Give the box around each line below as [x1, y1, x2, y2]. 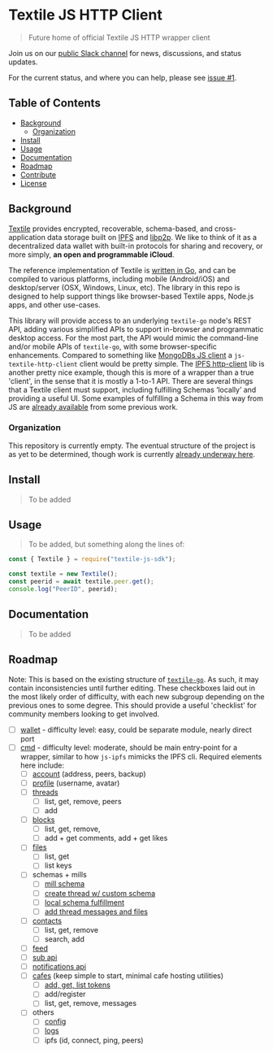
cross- [214, 224, 237, 233]
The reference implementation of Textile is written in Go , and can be [8, 265, 236, 275]
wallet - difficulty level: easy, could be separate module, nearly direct [19, 724, 252, 734]
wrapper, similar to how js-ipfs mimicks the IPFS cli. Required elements [19, 751, 262, 761]
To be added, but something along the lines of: [28, 539, 185, 550]
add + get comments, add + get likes [44, 833, 168, 843]
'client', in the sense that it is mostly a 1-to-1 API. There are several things [8, 376, 253, 385]
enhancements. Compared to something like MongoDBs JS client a [8, 350, 233, 359]
